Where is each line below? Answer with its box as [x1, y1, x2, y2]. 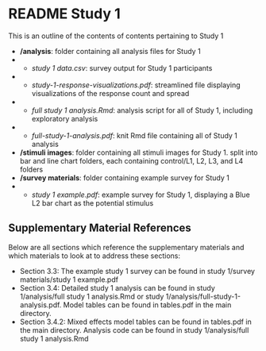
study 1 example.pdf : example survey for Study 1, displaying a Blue [31, 190, 250, 199]
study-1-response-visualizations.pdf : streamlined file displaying [31, 80, 241, 90]
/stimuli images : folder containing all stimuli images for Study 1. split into [19, 148, 258, 157]
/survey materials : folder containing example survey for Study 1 [19, 172, 230, 183]
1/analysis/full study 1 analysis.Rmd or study [19, 291, 164, 301]
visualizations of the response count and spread [31, 88, 190, 98]
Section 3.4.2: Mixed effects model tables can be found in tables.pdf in [19, 317, 252, 326]
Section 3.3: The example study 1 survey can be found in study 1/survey [19, 266, 256, 276]
